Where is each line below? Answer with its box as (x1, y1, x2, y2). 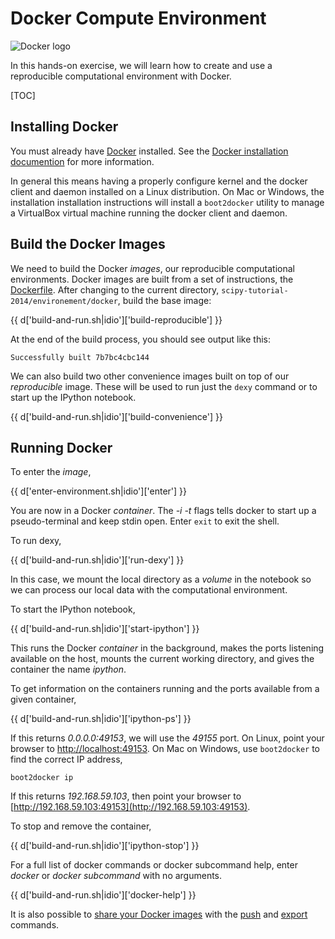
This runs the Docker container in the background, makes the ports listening (10, 642, 325, 654)
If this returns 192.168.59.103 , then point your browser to (10, 790, 242, 802)
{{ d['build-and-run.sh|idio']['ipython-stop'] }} (10, 840, 200, 852)
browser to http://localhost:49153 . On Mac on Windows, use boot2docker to (10, 743, 321, 755)
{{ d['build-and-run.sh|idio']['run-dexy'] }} (10, 554, 185, 566)
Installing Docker (10, 118, 119, 136)
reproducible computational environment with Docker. (10, 70, 232, 82)
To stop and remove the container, (10, 820, 152, 832)
